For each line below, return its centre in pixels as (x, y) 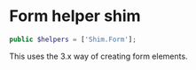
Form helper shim (75, 16)
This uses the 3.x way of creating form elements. (98, 56)
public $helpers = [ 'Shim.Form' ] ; (73, 39)
